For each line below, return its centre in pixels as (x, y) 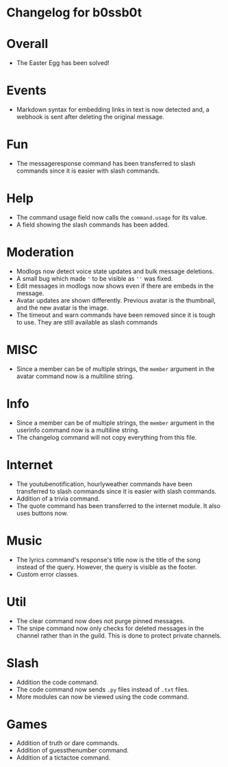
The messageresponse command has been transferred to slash (106, 163)
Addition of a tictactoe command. (63, 757)
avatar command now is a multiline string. (75, 376)
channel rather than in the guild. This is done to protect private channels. (119, 636)
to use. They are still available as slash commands (87, 322)
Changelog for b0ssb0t (74, 13)
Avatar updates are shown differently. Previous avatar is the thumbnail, (116, 300)
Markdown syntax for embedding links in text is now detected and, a (113, 110)
